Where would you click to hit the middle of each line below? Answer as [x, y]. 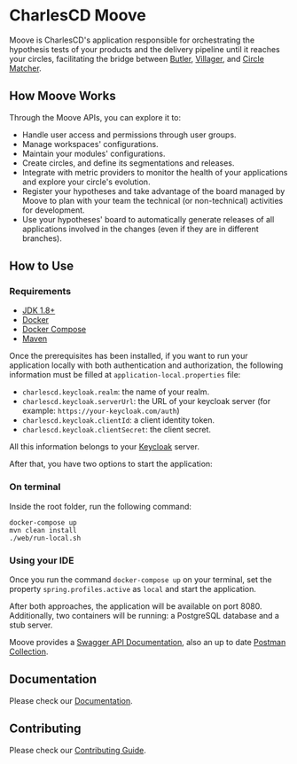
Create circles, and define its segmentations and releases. [128, 163]
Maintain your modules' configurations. [94, 153]
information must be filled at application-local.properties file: [125, 375]
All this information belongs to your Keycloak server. [104, 447]
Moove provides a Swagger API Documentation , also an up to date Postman [148, 643]
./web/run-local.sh [45, 538]
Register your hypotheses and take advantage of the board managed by [153, 191]
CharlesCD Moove [78, 16]
